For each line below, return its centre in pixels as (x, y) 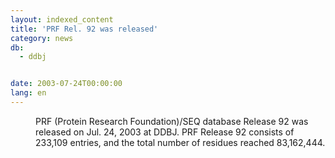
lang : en (28, 93)
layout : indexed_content (62, 19)
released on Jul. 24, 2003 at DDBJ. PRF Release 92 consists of (165, 132)
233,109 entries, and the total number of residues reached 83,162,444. (180, 142)
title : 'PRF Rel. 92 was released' (84, 29)
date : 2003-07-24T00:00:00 (66, 84)
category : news (42, 38)
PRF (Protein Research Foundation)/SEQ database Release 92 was (172, 121)
